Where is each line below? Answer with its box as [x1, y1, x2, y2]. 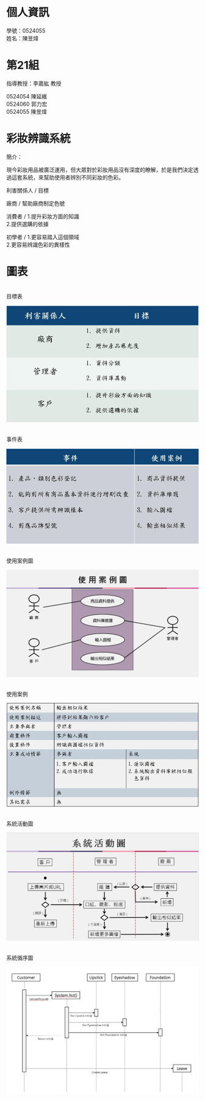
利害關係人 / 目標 [6, 186, 49, 194]
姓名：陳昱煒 [6, 34, 38, 42]
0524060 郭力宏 [6, 100, 48, 108]
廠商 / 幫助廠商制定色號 [6, 199, 65, 207]
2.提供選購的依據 [6, 220, 49, 227]
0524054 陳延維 [6, 92, 48, 100]
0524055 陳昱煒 [6, 108, 47, 115]
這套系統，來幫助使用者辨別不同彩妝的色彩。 [11, 174, 124, 181]
